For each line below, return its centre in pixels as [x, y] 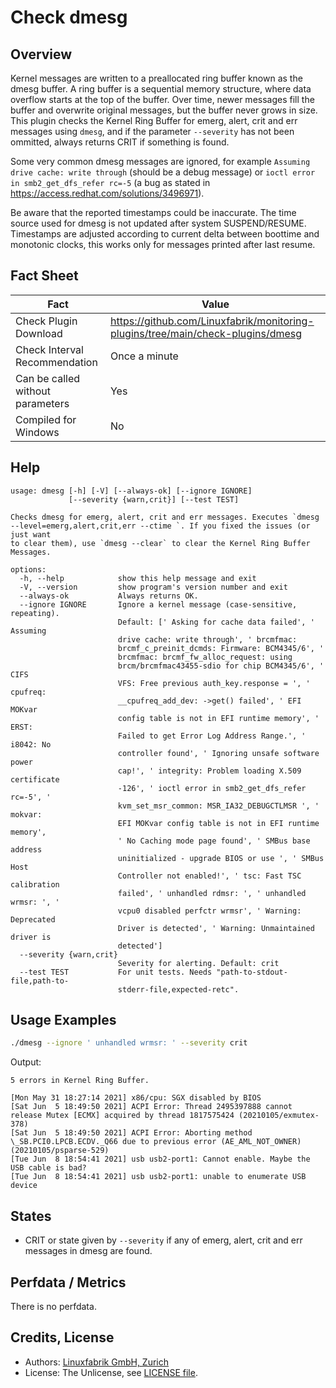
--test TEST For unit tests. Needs [116, 972]
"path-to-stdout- [252, 972]
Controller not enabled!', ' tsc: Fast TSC [209, 876]
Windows [37, 432]
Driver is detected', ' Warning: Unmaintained [216, 928]
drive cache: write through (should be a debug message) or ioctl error [163, 172]
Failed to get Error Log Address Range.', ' [212, 736]
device [24, 1186]
